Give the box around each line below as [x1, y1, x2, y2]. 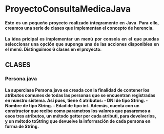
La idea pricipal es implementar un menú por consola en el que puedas [5, 36, 159, 42]
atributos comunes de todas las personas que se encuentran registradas [5, 93, 156, 98]
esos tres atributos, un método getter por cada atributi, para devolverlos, [5, 113, 156, 119]
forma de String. [5, 123, 39, 130]
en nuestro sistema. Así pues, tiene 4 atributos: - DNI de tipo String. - [5, 97, 148, 103]
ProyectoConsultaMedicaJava [5, 3, 131, 15]
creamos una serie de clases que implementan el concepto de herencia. [5, 25, 154, 31]
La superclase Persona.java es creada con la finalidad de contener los [5, 87, 150, 93]
